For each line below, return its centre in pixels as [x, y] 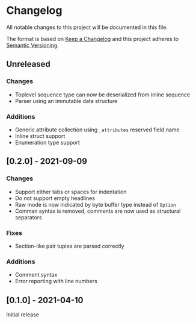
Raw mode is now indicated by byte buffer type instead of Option [95, 204]
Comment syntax [36, 275]
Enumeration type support [47, 142]
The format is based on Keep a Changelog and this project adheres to [93, 39]
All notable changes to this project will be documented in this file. [87, 27]
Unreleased [29, 64]
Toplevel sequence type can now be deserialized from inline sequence [103, 95]
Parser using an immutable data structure [66, 101]
